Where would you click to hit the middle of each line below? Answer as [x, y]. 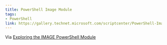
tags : [11, 14]
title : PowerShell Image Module [39, 10]
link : [11, 23]
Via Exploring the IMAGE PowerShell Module [50, 37]
